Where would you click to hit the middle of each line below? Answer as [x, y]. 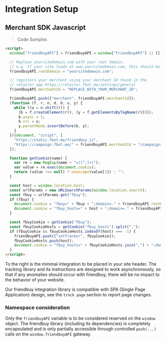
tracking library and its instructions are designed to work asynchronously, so [83, 269]
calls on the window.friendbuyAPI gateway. [48, 334]
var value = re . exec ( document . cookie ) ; [55, 167]
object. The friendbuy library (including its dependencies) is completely [78, 324]
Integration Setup [42, 9]
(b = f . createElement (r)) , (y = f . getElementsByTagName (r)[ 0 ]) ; [86, 112]
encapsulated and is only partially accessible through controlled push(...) [81, 329]
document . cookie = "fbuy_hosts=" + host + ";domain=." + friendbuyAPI [88, 209]
